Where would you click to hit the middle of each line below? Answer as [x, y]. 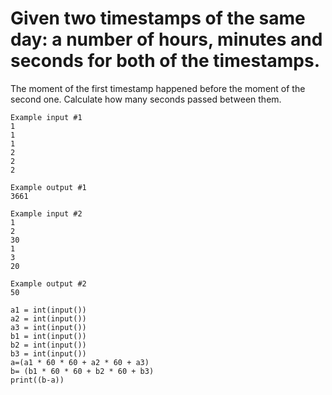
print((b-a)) [37, 380]
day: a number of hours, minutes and [166, 39]
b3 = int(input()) [48, 353]
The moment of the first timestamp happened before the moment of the [158, 88]
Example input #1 [46, 117]
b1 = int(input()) [48, 336]
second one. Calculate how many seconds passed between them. [146, 99]
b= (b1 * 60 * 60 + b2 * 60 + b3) [82, 371]
